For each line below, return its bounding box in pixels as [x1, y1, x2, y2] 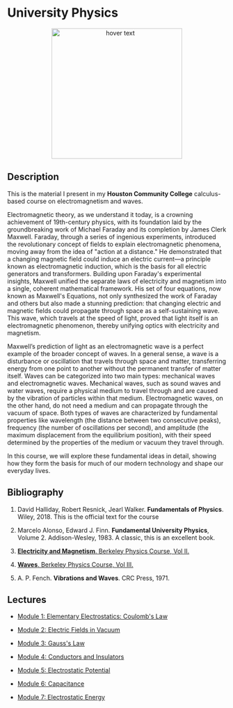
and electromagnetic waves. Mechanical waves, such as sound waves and [7, 379, 221, 387]
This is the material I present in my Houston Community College [7, 189, 193, 198]
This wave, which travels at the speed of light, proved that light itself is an [7, 314, 218, 322]
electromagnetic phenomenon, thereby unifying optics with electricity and [7, 321, 220, 330]
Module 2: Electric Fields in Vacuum [17, 626, 120, 634]
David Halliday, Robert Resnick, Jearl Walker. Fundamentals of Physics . [17, 505, 224, 513]
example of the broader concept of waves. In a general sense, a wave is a [7, 349, 219, 357]
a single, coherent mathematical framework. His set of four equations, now [7, 284, 221, 293]
